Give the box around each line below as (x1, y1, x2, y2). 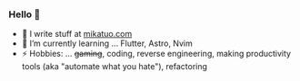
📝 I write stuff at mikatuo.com (21, 29, 133, 40)
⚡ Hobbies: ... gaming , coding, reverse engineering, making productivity (21, 49, 292, 59)
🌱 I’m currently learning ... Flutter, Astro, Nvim (21, 38, 193, 49)
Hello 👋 (8, 8, 41, 21)
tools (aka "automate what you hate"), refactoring (21, 61, 208, 72)
